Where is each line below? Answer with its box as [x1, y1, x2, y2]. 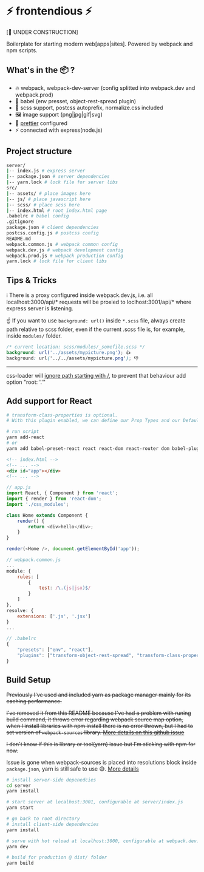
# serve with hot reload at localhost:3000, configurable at [6, 838, 165, 844]
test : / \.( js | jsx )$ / [38, 585, 91, 591]
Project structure [6, 146, 72, 157]
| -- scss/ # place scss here [6, 202, 80, 208]
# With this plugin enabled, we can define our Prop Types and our [6, 418, 181, 424]
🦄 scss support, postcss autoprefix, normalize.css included [15, 104, 163, 111]
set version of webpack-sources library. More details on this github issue [6, 729, 185, 736]
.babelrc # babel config [6, 213, 69, 219]
